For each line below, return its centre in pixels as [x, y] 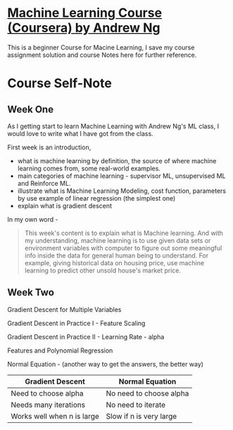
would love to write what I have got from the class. [80, 133]
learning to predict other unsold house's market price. [103, 270]
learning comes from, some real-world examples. [89, 168]
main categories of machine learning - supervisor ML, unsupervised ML [121, 176]
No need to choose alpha [147, 393]
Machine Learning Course [85, 13]
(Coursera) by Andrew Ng [84, 28]
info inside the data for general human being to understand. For [116, 255]
